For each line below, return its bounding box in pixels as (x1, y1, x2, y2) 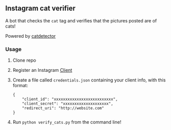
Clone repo (12, 57, 37, 63)
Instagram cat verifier (5, 4, 76, 13)
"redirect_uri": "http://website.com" (22, 106, 104, 111)
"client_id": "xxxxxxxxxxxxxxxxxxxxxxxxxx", (22, 97, 118, 102)
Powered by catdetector (5, 33, 56, 39)
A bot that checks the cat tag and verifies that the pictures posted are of (5, 17, 157, 23)
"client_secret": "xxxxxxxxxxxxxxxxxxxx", (22, 101, 113, 107)
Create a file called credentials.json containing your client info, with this (12, 77, 166, 83)
